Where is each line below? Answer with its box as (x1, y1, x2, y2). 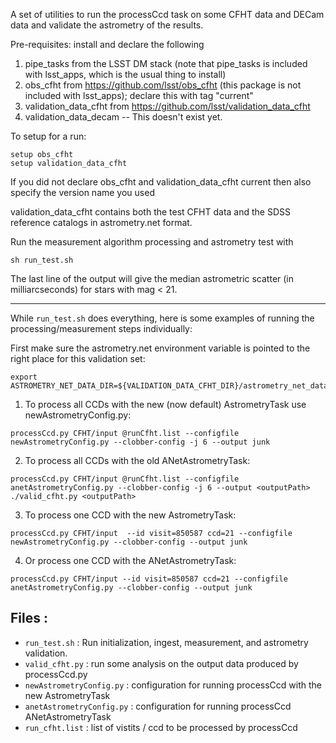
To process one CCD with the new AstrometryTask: (24, 509, 237, 521)
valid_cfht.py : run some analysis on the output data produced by (24, 657, 299, 669)
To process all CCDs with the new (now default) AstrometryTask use (24, 399, 307, 410)
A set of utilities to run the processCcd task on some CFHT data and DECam (10, 9, 325, 20)
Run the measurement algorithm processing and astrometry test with (10, 236, 294, 248)
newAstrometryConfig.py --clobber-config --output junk (10, 537, 248, 547)
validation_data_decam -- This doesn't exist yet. (24, 111, 223, 123)
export (10, 372, 38, 382)
